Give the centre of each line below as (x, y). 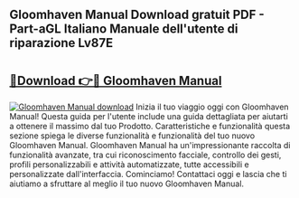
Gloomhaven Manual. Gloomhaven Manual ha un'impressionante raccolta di (150, 145)
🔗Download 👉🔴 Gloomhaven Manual (116, 80)
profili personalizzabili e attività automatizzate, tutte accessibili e (130, 165)
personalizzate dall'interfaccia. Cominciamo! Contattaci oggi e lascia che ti (148, 174)
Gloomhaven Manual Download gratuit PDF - (137, 15)
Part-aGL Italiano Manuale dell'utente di (124, 29)
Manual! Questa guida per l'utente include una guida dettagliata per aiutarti (149, 116)
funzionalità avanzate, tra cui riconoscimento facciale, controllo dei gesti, (145, 155)
